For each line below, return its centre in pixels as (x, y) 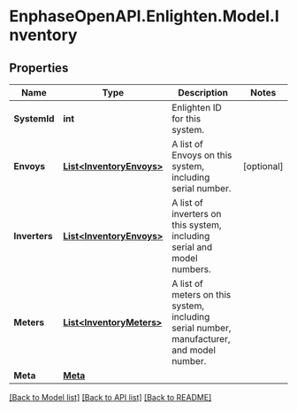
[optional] (263, 166)
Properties (39, 68)
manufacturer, (201, 339)
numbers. (191, 269)
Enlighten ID (197, 108)
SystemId (34, 119)
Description (203, 93)
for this (187, 119)
